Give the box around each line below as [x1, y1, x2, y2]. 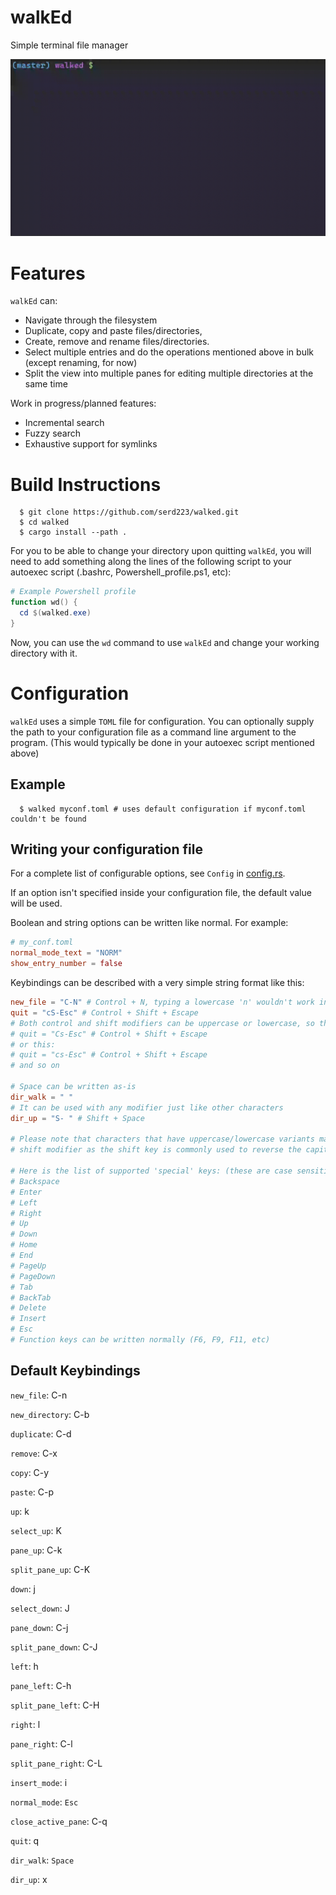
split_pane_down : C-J [10, 1641, 98, 1653]
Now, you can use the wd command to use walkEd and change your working [10, 636, 320, 648]
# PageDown [10, 1271, 56, 1281]
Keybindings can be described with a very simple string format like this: [10, 977, 305, 988]
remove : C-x [10, 1447, 58, 1459]
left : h [10, 1660, 39, 1672]
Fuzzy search [24, 427, 82, 440]
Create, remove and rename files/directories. [24, 336, 210, 348]
